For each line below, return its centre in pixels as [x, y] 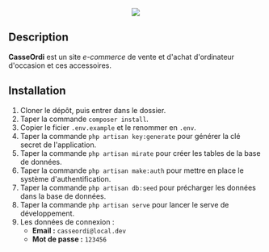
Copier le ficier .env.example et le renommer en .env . [108, 127]
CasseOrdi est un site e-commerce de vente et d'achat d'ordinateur [122, 57]
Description [38, 38]
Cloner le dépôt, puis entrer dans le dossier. [93, 110]
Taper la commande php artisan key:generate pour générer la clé [130, 136]
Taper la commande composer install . [84, 119]
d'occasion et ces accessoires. [60, 65]
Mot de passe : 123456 [69, 239]
